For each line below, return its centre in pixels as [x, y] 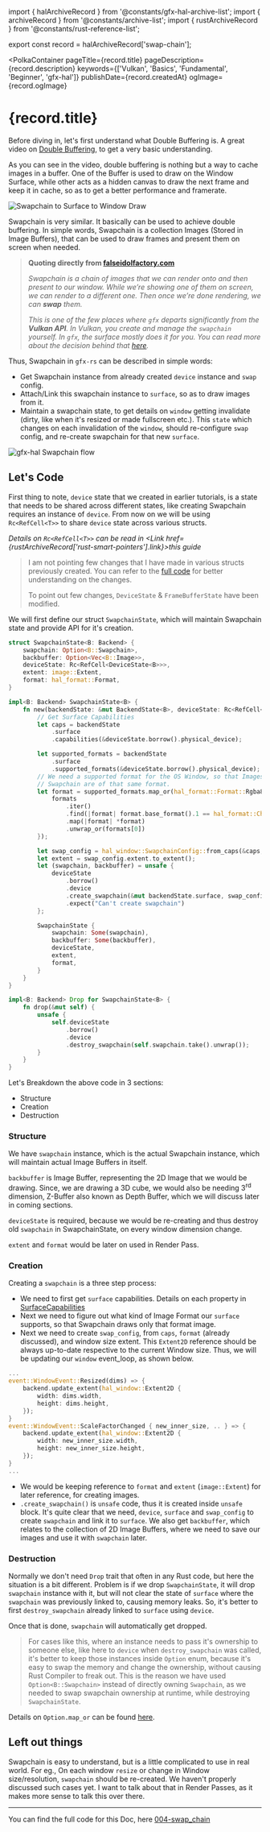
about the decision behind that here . [88, 345]
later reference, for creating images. [80, 1494]
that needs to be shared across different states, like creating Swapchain [127, 505]
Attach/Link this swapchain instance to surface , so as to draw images [135, 393]
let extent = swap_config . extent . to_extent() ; [117, 858]
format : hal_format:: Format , [72, 680]
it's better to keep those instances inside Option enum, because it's [139, 1658]
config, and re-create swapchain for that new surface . [109, 436]
